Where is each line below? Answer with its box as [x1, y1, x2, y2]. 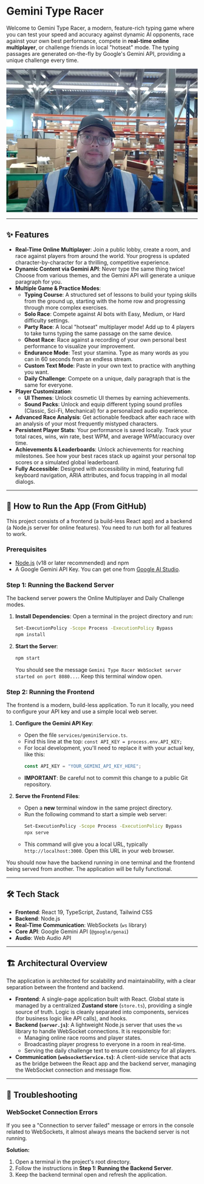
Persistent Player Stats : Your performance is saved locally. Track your [15, 426, 192, 433]
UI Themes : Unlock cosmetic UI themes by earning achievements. [24, 394, 190, 401]
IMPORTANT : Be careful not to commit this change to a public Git [24, 774, 188, 781]
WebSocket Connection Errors [6, 1108, 98, 1116]
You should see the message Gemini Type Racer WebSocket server [15, 666, 182, 673]
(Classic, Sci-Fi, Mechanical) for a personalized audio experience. [24, 407, 189, 414]
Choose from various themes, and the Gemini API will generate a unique [15, 271, 195, 279]
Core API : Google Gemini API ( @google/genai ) [15, 927, 129, 935]
